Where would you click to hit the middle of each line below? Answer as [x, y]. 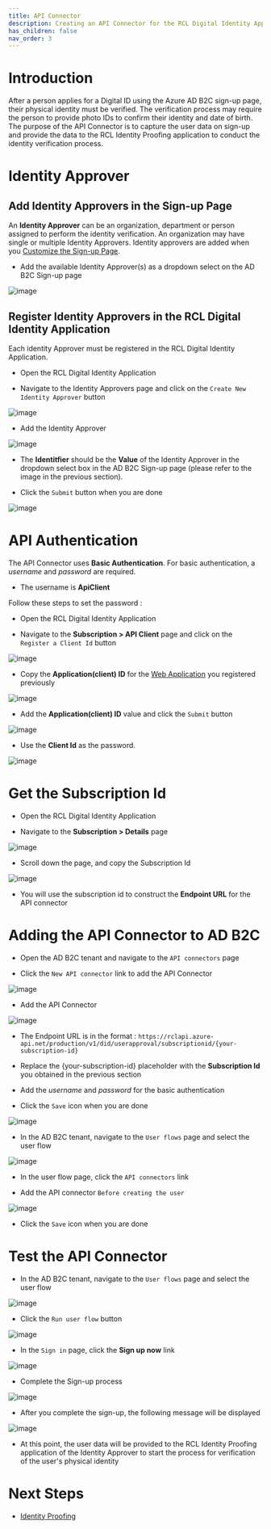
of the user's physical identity [69, 1461]
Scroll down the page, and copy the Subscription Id [105, 863]
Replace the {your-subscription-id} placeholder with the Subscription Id [140, 1065]
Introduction [51, 78]
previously [37, 683]
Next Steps [46, 1493]
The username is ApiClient [65, 587]
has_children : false [43, 31]
